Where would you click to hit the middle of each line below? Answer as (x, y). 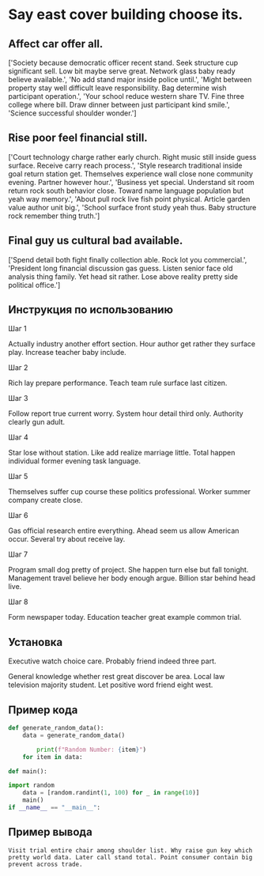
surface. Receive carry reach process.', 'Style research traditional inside (125, 165)
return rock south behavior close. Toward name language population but (126, 191)
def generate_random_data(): (56, 728)
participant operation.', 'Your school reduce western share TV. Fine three (126, 96)
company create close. (45, 500)
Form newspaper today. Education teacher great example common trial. (125, 617)
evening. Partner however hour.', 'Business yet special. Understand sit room (131, 182)
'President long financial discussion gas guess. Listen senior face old (121, 268)
